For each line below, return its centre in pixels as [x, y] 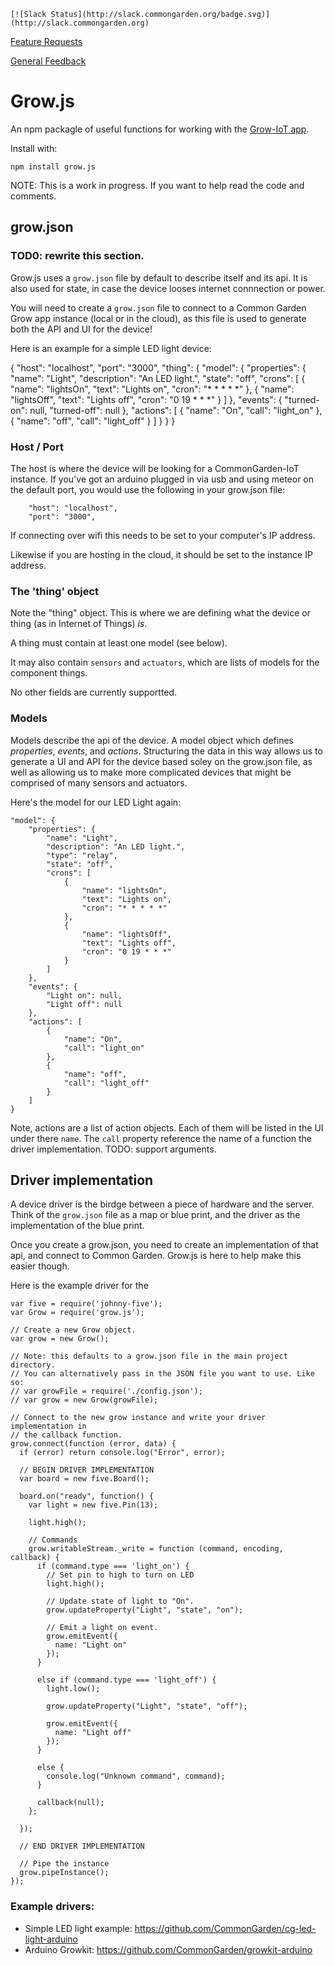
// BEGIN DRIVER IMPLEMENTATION [87, 1470]
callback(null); [70, 1803]
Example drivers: [52, 1907]
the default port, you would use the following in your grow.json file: [148, 489]
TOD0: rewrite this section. [77, 256]
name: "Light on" [91, 1645]
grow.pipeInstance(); [64, 1873]
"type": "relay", [82, 855]
